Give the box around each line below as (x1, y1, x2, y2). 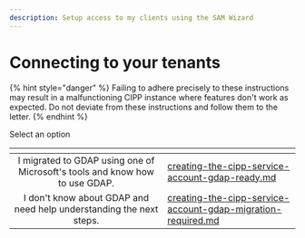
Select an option (9, 129, 71, 139)
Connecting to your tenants (9, 52, 221, 72)
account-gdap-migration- (167, 203, 282, 215)
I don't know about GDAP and (23, 191, 150, 204)
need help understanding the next (14, 203, 159, 215)
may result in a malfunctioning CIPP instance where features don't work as (9, 91, 289, 102)
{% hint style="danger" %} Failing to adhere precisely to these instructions (9, 82, 290, 93)
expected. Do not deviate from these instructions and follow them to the (9, 101, 279, 112)
